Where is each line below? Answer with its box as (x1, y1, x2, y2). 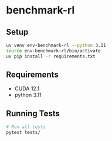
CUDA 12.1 (14, 85, 40, 92)
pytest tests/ (6, 130, 41, 136)
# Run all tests (6, 124, 46, 130)
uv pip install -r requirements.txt (6, 53, 96, 59)
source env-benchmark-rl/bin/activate (6, 48, 101, 53)
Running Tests (6, 108, 60, 118)
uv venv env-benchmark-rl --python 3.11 (6, 42, 107, 48)
